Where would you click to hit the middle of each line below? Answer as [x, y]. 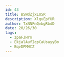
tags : [11, 33]
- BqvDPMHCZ [22, 47]
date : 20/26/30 [21, 28]
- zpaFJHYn [21, 38]
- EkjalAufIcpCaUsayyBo [34, 42]
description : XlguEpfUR [30, 19]
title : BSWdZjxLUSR [25, 14]
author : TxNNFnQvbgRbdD [30, 24]
